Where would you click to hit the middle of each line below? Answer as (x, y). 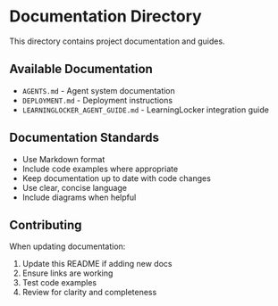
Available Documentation (81, 69)
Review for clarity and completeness (89, 293)
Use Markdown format (63, 159)
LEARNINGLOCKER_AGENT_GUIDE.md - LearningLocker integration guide (146, 110)
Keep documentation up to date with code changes (117, 178)
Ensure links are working (67, 273)
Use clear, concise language (75, 187)
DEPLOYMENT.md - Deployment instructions (97, 100)
